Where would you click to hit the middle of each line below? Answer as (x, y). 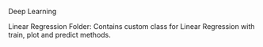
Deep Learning (32, 11)
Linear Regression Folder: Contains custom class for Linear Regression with (131, 26)
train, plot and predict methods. (59, 35)
